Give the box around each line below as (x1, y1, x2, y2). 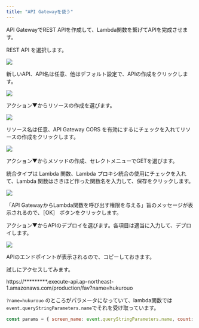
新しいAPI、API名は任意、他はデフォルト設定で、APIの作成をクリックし (6, 70, 183, 77)
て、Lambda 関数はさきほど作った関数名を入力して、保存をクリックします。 (6, 177, 194, 185)
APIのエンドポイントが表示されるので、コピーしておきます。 (6, 253, 155, 260)
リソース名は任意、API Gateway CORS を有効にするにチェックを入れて (6, 125, 180, 133)
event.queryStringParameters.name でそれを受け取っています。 (6, 304, 160, 311)
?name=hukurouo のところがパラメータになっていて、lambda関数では (6, 296, 173, 303)
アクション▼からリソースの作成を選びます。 (6, 101, 115, 109)
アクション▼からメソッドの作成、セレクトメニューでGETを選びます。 (6, 157, 178, 164)
